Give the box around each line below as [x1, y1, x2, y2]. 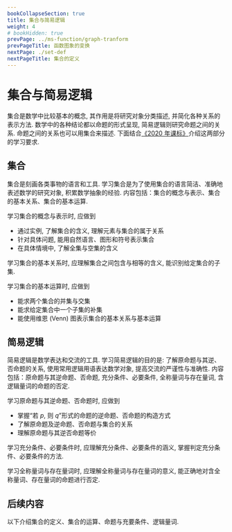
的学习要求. [7, 137, 40, 146]
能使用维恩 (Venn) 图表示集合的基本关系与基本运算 [17, 314, 161, 323]
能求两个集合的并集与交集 [17, 296, 91, 305]
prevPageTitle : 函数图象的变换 [7, 42, 90, 49]
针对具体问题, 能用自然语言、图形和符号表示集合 [17, 235, 154, 243]
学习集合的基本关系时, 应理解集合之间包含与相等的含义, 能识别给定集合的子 [7, 258, 220, 267]
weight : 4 [7, 23, 36, 30]
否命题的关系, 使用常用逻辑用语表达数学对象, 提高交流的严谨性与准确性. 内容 [7, 365, 224, 373]
